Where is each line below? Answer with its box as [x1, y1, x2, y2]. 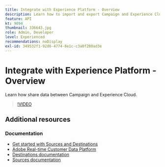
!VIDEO [17, 101, 32, 107]
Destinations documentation [12, 152, 70, 158]
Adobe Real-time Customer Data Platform [12, 146, 97, 152]
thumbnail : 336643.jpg [5, 26, 52, 30]
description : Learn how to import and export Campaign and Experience [5, 12, 153, 17]
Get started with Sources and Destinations [12, 141, 98, 147]
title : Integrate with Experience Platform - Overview [5, 7, 120, 12]
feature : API [5, 16, 32, 21]
